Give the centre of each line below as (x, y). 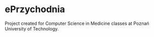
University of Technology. (32, 28)
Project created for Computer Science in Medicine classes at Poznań (77, 23)
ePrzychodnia (35, 9)
